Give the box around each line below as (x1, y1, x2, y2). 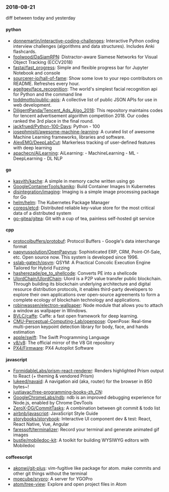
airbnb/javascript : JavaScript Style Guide (13, 411, 99, 417)
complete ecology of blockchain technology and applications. (13, 297, 141, 303)
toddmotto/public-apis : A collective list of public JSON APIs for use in (13, 97, 157, 103)
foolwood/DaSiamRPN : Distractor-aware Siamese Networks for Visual (13, 54, 158, 60)
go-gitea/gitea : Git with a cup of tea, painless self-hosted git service (13, 215, 155, 221)
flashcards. (13, 48, 37, 54)
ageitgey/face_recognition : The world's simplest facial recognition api (13, 86, 157, 92)
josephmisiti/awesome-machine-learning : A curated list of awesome (13, 128, 155, 134)
